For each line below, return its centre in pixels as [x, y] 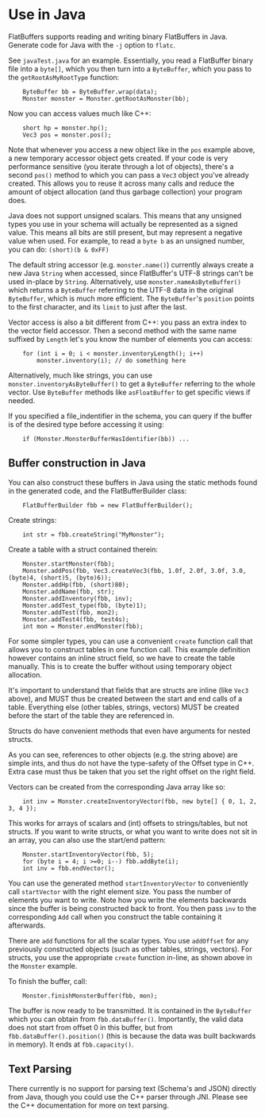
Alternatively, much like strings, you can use [81, 375]
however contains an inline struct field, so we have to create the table [122, 658]
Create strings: [33, 520]
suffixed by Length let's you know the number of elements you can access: [130, 339]
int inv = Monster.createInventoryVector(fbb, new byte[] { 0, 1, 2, [140, 801]
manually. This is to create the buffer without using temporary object [120, 666]
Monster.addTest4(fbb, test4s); [76, 619]
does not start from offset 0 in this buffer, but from [90, 1027]
